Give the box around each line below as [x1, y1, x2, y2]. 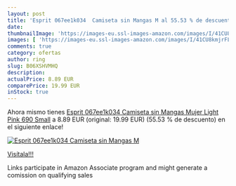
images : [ [7, 36, 37, 44]
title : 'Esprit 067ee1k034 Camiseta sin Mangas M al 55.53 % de [7, 17, 202, 24]
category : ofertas [7, 50, 61, 57]
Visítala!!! [7, 150, 34, 159]
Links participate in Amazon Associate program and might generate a [7, 164, 208, 172]
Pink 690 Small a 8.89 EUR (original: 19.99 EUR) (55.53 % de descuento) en [7, 115, 226, 124]
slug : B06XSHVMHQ [7, 62, 58, 69]
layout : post [7, 10, 46, 18]
